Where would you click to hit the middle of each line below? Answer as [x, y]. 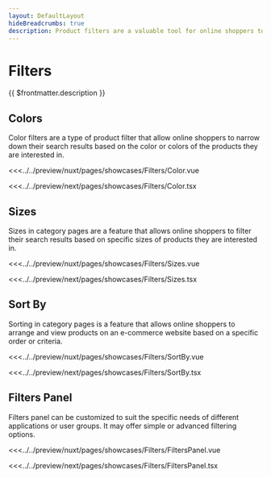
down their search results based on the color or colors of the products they [133, 147]
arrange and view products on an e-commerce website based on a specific [133, 332]
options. [22, 434]
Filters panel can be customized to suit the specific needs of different [124, 417]
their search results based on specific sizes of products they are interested [133, 239]
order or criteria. [35, 341]
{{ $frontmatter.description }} [57, 93]
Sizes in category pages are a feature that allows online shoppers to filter [130, 231]
